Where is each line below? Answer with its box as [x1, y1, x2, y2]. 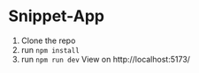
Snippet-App [8, 6, 105, 26]
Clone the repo [20, 35, 76, 46]
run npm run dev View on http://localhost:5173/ [20, 54, 191, 64]
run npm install [20, 44, 80, 55]
